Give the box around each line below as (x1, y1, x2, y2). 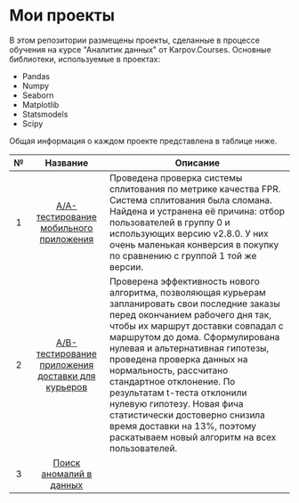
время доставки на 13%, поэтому (109, 419, 256, 432)
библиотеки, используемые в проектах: (9, 53, 161, 64)
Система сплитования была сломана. (109, 193, 273, 206)
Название (44, 157, 89, 169)
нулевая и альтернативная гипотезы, (109, 342, 270, 354)
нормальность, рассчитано (109, 364, 229, 377)
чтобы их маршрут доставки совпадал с (109, 320, 284, 332)
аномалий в (41, 467, 93, 480)
